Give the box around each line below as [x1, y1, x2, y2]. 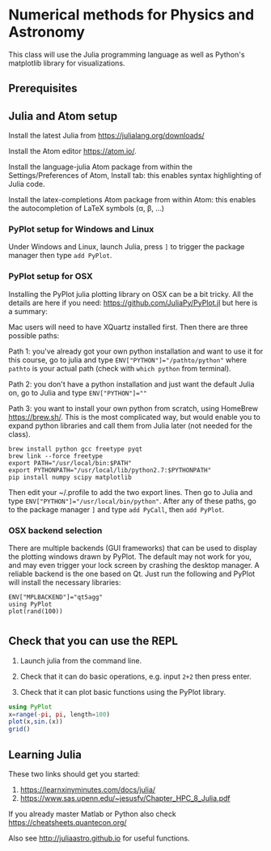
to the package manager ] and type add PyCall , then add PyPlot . [8, 504, 225, 514]
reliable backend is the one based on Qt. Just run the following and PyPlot [8, 569, 256, 579]
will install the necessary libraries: [8, 578, 121, 587]
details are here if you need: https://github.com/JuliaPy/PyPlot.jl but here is [8, 298, 258, 307]
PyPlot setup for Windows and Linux [8, 224, 155, 235]
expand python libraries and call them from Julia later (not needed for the [8, 421, 253, 430]
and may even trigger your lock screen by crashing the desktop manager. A [8, 561, 260, 570]
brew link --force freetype [8, 451, 104, 460]
